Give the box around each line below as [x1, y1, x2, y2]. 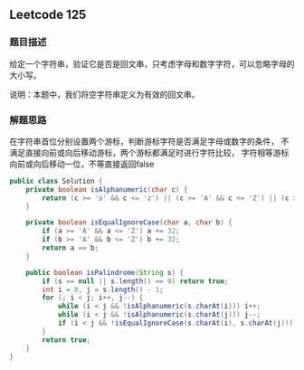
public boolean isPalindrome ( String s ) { [25, 268, 184, 277]
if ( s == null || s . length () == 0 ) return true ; [42, 276, 229, 286]
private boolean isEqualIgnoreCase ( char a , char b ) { [25, 218, 233, 227]
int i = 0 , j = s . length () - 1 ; [42, 285, 165, 294]
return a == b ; [42, 243, 100, 252]
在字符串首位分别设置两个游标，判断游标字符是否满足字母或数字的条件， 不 [9, 136, 290, 147]
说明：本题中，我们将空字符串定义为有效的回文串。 [9, 89, 200, 100]
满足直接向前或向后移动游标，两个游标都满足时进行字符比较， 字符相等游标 [9, 147, 290, 157]
